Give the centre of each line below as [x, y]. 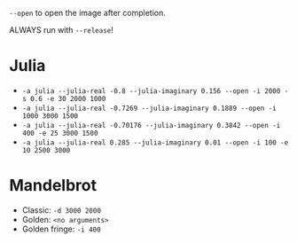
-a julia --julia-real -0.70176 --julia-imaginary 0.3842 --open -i [151, 125]
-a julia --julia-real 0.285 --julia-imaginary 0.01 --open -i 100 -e [155, 142]
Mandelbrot [53, 186]
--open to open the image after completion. [87, 13]
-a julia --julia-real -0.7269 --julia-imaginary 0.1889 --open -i [149, 108]
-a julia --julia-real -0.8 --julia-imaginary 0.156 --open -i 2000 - [155, 91]
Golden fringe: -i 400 [61, 229]
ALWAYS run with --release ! [61, 30]
